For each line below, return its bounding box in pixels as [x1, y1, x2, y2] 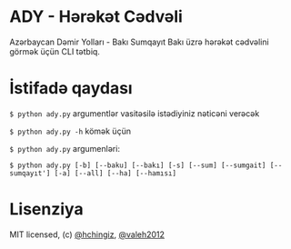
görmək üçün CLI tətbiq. [9, 45, 100, 56]
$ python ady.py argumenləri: [9, 143, 121, 154]
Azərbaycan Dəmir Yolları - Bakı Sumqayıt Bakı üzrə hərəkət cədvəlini [9, 36, 270, 47]
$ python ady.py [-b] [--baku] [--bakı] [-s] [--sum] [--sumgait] [9, 161, 266, 170]
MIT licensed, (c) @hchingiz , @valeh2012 [9, 229, 166, 240]
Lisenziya [9, 199, 84, 220]
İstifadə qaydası [9, 78, 134, 99]
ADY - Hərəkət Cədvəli [9, 6, 184, 27]
